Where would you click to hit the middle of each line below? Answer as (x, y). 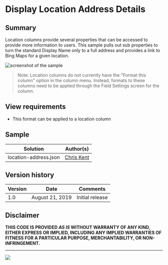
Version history (30, 175)
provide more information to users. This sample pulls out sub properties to (82, 45)
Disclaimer (22, 215)
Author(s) (77, 149)
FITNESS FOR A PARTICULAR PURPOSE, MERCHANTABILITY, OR (73, 238)
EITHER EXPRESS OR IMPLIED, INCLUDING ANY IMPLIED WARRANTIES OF (83, 233)
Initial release (92, 197)
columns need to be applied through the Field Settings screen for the (88, 86)
